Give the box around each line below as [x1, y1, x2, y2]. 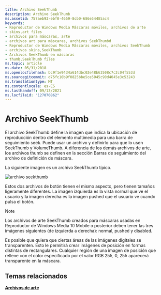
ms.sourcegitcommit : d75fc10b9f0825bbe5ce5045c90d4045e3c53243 [5, 75, 135, 79]
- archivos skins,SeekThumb [5, 47, 62, 52]
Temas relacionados [5, 272, 68, 280]
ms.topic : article [5, 61, 42, 66]
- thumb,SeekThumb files [5, 57, 55, 62]
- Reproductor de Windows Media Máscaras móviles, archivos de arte [5, 25, 146, 30]
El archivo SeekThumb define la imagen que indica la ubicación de [5, 129, 137, 136]
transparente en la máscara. [5, 258, 61, 264]
